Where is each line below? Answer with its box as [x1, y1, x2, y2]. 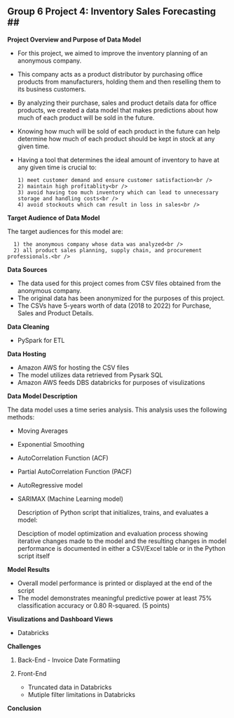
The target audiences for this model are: [7, 227, 124, 235]
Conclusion [7, 704, 42, 712]
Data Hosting [7, 349, 47, 358]
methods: [7, 412, 35, 421]
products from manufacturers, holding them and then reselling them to [17, 77, 221, 86]
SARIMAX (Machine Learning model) [17, 495, 124, 503]
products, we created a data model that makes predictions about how [17, 105, 219, 115]
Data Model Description [7, 391, 78, 400]
